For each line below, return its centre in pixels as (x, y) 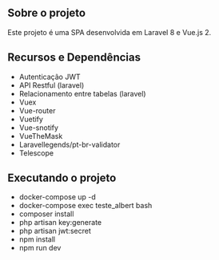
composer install (46, 214)
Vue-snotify (39, 128)
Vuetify (31, 119)
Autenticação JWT (50, 77)
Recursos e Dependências (74, 58)
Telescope (36, 153)
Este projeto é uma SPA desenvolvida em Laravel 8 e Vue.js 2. (109, 32)
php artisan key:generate (60, 223)
